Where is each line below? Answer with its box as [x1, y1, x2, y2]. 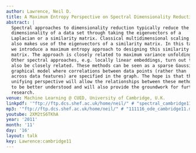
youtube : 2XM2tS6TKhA [6, 111, 59, 117]
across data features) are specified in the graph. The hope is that [11, 73, 184, 79]
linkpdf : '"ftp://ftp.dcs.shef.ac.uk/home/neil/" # [6, 100, 134, 106]
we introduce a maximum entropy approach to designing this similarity [11, 47, 190, 52]
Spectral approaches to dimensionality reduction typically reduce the [11, 24, 190, 31]
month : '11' [6, 122, 35, 128]
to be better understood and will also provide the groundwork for [11, 84, 179, 90]
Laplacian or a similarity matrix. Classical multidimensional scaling [11, 35, 190, 41]
